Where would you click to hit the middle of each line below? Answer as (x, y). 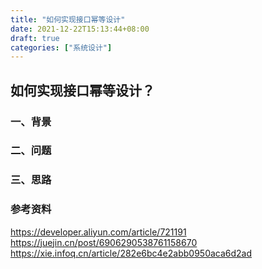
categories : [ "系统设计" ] (61, 47)
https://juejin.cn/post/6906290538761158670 (104, 242)
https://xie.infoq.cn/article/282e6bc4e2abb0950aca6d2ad (131, 253)
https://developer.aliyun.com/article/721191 (98, 232)
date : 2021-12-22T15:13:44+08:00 (80, 29)
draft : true (35, 38)
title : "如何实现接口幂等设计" (68, 19)
